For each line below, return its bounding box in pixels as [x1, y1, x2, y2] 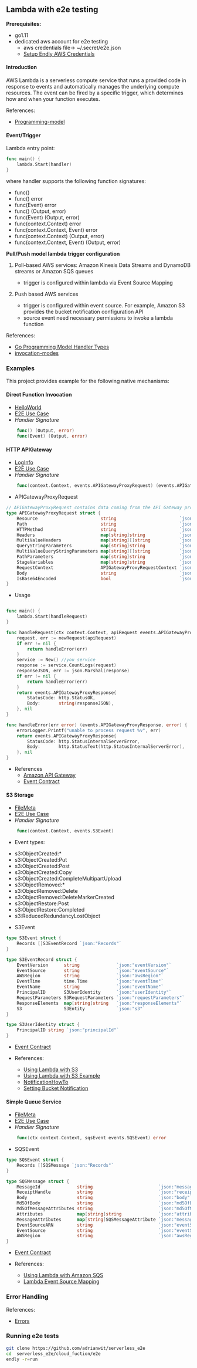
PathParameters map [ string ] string [16, 554, 145, 560]
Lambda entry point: [6, 145, 55, 152]
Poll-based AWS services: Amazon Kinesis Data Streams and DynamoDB [14, 261, 191, 269]
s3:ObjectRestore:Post [14, 900, 69, 907]
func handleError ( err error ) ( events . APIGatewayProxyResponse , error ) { [6, 722, 188, 728]
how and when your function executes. [6, 96, 100, 103]
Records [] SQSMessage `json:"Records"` [16, 1162, 114, 1168]
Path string [16, 521, 117, 527]
